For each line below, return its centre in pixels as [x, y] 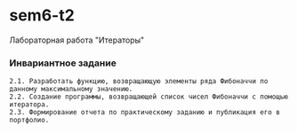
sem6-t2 [42, 16]
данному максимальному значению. [71, 90]
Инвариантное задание [63, 63]
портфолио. [29, 121]
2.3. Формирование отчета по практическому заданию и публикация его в [144, 113]
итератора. [29, 105]
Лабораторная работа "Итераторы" [77, 40]
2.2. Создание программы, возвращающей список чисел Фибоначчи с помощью [149, 97]
